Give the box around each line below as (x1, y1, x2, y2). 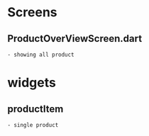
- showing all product (7, 51, 74, 58)
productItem (7, 103, 64, 115)
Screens (7, 4, 57, 21)
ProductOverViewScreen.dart (7, 33, 143, 45)
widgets (7, 75, 57, 91)
